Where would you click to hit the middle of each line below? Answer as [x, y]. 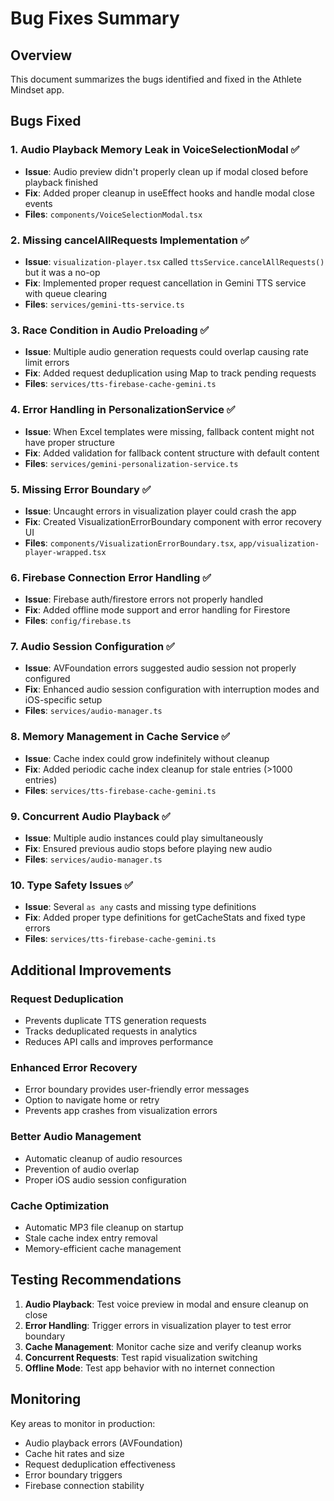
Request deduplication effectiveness [100, 1464]
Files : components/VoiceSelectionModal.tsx [113, 214]
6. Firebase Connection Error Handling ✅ [111, 577]
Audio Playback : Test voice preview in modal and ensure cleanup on [166, 1304]
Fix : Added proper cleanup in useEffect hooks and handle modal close [169, 193]
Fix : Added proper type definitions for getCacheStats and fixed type [165, 918]
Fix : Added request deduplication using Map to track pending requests [170, 373]
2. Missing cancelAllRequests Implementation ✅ [130, 240]
